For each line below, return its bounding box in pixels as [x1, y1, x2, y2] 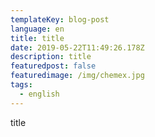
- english [19, 89, 60, 99]
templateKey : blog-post [10, 14, 110, 25]
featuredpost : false [10, 61, 97, 71]
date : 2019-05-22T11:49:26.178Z [10, 42, 145, 53]
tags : [10, 80, 33, 90]
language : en [10, 24, 65, 34]
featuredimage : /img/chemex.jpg [10, 71, 145, 81]
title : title [10, 33, 65, 43]
